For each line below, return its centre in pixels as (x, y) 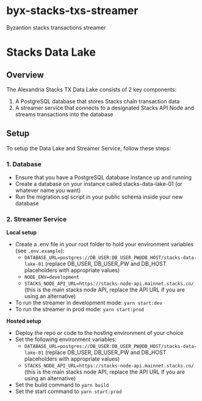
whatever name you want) (48, 191)
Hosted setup (24, 321)
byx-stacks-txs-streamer (72, 11)
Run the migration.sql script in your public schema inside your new (99, 197)
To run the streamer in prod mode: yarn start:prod (80, 309)
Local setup (21, 232)
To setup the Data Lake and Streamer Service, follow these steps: (88, 148)
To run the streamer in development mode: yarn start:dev (89, 303)
